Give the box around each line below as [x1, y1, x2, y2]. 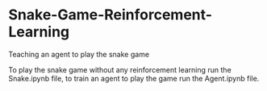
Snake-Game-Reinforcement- [8, 6, 212, 24]
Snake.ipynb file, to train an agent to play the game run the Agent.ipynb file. [8, 73, 260, 83]
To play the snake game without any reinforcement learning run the [8, 64, 232, 74]
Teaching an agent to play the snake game [8, 49, 150, 59]
